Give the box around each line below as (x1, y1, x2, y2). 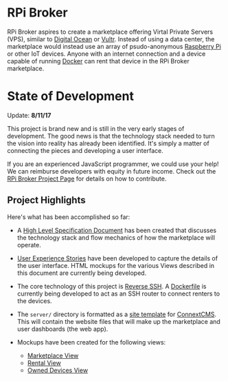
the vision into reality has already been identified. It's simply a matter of (7, 139, 209, 147)
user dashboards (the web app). (16, 325, 109, 333)
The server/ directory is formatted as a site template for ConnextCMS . (16, 310, 217, 318)
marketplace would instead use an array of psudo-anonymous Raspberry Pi (7, 42, 222, 50)
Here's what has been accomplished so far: (7, 212, 130, 221)
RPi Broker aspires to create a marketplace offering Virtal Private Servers (7, 28, 214, 36)
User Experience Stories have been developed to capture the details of (16, 254, 218, 262)
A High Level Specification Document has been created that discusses (16, 226, 217, 234)
